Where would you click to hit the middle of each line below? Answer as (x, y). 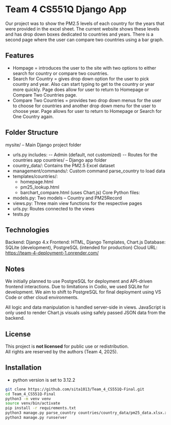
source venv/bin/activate (33, 403)
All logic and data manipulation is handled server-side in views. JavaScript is (85, 307)
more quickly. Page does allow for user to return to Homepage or (81, 89)
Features (20, 56)
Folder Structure (32, 132)
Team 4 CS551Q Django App (66, 9)
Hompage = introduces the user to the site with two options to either (84, 68)
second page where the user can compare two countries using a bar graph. (84, 40)
